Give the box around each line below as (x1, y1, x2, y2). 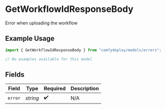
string (25, 95, 39, 102)
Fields (5, 70, 25, 79)
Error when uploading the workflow (5, 20, 78, 26)
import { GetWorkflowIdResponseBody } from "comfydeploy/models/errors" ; (5, 47, 162, 53)
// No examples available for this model (5, 56, 93, 62)
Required (43, 85, 66, 92)
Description (70, 85, 99, 92)
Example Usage (5, 34, 55, 43)
